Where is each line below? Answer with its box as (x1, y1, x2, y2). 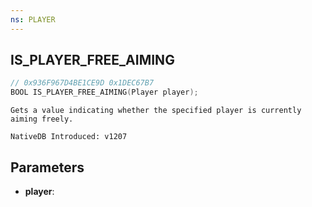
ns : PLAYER (10, 14, 56, 25)
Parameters (10, 159, 85, 176)
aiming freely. (10, 114, 74, 125)
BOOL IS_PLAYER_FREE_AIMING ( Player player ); (10, 87, 199, 98)
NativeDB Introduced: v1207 (10, 132, 128, 142)
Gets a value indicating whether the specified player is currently (10, 106, 302, 116)
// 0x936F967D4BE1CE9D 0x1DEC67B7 (10, 78, 155, 88)
